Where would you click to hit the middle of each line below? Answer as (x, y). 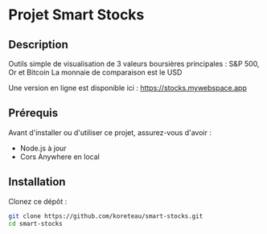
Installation (37, 182)
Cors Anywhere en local (60, 156)
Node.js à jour (43, 148)
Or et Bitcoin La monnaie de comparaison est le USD (95, 72)
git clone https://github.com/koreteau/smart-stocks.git (106, 216)
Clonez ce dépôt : (38, 201)
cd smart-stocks (35, 224)
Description (38, 45)
